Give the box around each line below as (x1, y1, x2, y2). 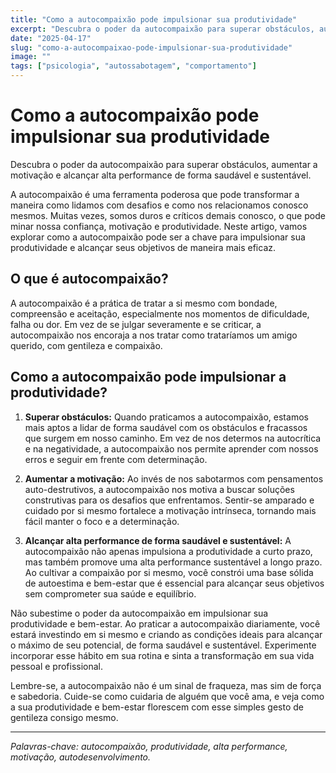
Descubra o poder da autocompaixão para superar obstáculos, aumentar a (10, 158, 318, 170)
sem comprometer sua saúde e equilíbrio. (24, 587, 197, 600)
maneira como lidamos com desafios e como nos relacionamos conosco (10, 199, 309, 211)
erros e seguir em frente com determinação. (24, 453, 208, 465)
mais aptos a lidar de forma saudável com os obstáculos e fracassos (24, 421, 308, 433)
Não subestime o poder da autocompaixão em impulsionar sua (10, 607, 269, 619)
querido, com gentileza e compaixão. (10, 339, 163, 351)
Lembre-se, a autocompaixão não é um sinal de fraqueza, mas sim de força (10, 679, 322, 691)
